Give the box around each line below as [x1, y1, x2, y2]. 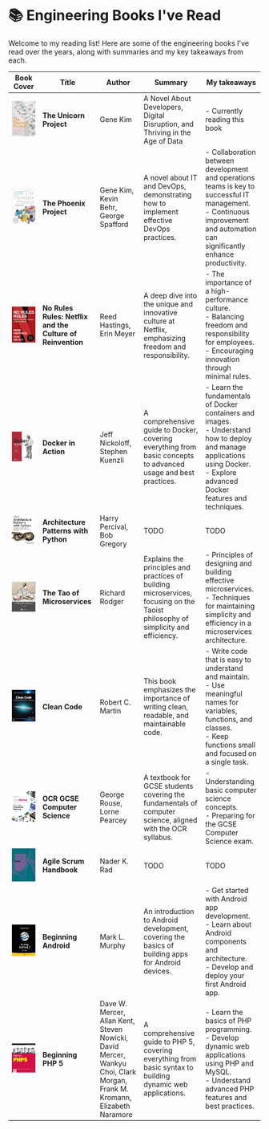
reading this [205, 115, 244, 124]
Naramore [99, 1109, 134, 1119]
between [205, 156, 235, 165]
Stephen [99, 446, 128, 456]
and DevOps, [143, 181, 187, 191]
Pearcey [99, 815, 127, 825]
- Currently [205, 106, 243, 116]
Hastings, [99, 320, 131, 330]
